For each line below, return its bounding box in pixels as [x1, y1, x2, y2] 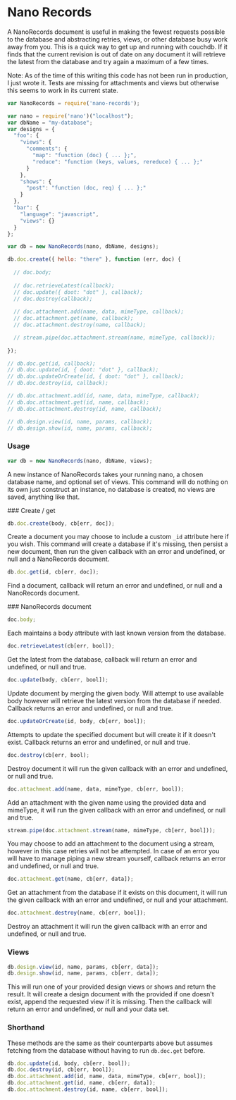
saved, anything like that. [7, 493, 80, 501]
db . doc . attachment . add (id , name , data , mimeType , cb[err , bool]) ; [7, 1073, 206, 1080]
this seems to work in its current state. [7, 86, 118, 94]
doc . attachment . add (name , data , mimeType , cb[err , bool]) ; [7, 785, 185, 793]
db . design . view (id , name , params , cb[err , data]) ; [7, 963, 159, 970]
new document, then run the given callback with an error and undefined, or [7, 548, 225, 556]
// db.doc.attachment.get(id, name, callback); [7, 399, 150, 406]
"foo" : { [13, 132, 39, 140]
